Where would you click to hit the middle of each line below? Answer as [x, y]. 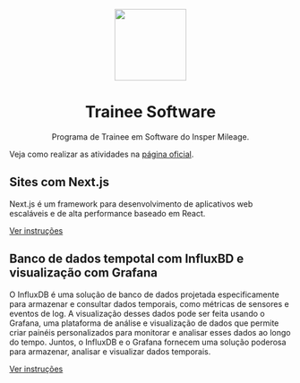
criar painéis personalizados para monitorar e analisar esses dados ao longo [150, 332]
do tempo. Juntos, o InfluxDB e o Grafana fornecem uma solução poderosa [148, 342]
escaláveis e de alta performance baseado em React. [107, 213]
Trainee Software [150, 112]
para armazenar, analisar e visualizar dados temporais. [110, 351]
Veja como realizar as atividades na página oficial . [102, 154]
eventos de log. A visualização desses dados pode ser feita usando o [137, 313]
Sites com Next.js [60, 182]
